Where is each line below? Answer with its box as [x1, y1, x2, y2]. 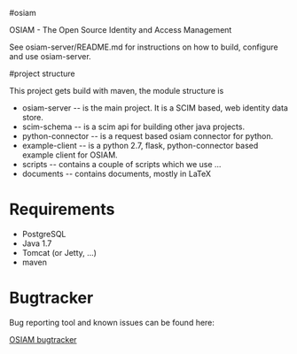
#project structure [9, 68, 75, 79]
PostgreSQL [21, 228, 66, 239]
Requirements [9, 199, 115, 219]
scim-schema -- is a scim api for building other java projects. [21, 121, 246, 132]
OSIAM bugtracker [9, 334, 77, 344]
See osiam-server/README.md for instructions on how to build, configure [9, 42, 278, 52]
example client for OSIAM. [21, 150, 118, 160]
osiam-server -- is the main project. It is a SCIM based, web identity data [21, 103, 288, 113]
